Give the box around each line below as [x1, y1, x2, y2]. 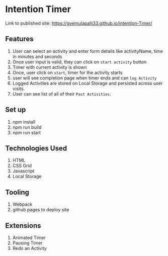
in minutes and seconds [12, 53, 62, 59]
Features [5, 35, 34, 43]
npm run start [12, 129, 41, 135]
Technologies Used [5, 144, 67, 152]
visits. [12, 86, 25, 92]
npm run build [12, 124, 42, 130]
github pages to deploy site [12, 207, 69, 213]
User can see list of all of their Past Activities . [12, 91, 112, 97]
